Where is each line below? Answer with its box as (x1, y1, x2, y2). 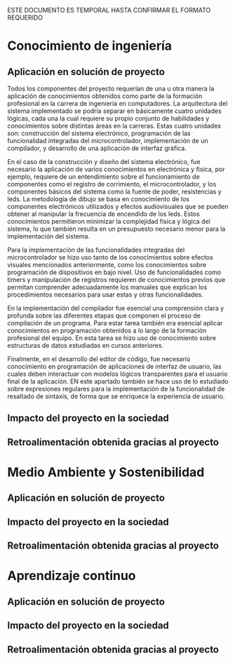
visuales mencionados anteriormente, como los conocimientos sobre (7, 261, 207, 269)
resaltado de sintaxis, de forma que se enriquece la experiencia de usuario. (7, 392, 225, 400)
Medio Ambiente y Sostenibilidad (7, 464, 205, 480)
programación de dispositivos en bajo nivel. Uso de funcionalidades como (7, 268, 222, 276)
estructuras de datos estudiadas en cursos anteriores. (7, 342, 163, 349)
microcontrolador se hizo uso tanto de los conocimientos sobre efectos (7, 253, 214, 262)
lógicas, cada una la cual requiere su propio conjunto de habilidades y (7, 114, 210, 122)
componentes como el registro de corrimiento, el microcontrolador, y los (7, 180, 217, 188)
